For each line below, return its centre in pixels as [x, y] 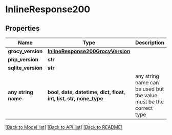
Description [150, 43]
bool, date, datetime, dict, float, [87, 92]
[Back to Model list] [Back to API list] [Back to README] [64, 127]
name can [147, 83]
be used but [149, 89]
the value [146, 95]
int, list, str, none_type [76, 98]
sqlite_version [25, 68]
